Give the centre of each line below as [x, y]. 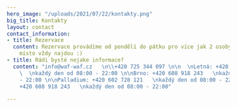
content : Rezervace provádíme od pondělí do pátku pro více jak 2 [113, 47]
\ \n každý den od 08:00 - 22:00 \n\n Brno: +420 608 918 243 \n [119, 73]
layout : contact [30, 27]
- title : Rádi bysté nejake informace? [65, 60]
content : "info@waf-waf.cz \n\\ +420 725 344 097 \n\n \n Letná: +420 [121, 67]
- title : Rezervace [35, 40]
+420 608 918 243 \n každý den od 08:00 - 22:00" [96, 86]
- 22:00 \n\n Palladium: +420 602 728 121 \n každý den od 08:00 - [121, 80]
